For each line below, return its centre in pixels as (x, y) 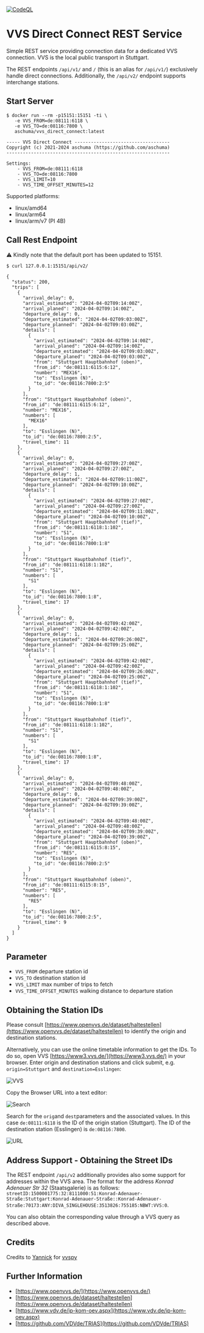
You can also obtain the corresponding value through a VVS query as (93, 1217)
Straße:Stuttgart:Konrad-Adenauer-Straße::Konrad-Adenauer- (84, 1199)
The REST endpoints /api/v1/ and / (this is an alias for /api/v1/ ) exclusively (102, 69)
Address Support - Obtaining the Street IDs (90, 1160)
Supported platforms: (33, 196)
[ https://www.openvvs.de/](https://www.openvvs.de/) (83, 1291)
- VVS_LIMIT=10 (37, 179)
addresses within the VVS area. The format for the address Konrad (90, 1181)
